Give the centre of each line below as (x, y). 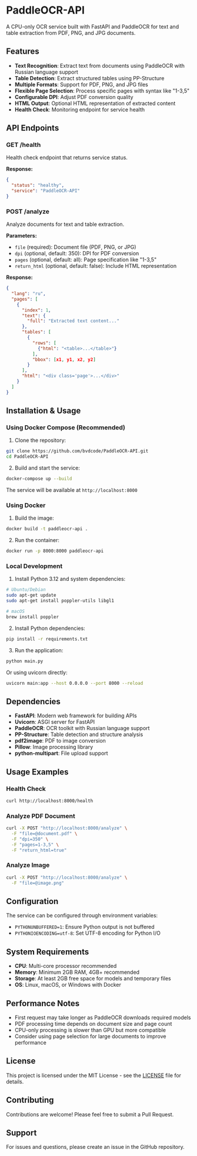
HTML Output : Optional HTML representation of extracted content (95, 103)
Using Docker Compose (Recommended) (66, 428)
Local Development (34, 566)
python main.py (25, 661)
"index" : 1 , (36, 310)
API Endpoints (33, 128)
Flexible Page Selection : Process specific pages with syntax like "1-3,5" (102, 91)
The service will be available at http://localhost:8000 (72, 490)
